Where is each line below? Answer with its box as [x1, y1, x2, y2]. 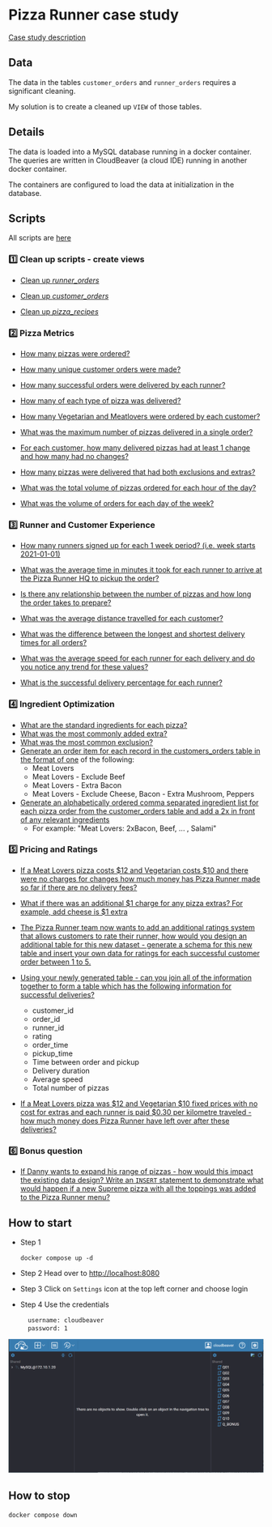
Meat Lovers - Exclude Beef [32, 772, 125, 781]
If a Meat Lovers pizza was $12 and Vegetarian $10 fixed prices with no [19, 1099, 258, 1108]
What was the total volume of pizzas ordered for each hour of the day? [19, 483, 257, 492]
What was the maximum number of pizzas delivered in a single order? [19, 427, 253, 436]
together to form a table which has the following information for [19, 981, 232, 991]
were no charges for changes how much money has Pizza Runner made [19, 874, 261, 883]
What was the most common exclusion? [19, 737, 154, 746]
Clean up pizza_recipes [19, 306, 99, 317]
